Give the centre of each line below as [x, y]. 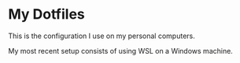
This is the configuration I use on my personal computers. [102, 36]
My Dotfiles [46, 14]
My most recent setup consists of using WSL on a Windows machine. [121, 51]
